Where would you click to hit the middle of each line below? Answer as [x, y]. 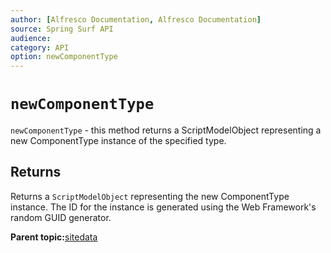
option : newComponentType [64, 57]
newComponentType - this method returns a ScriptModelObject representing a [166, 130]
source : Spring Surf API [62, 29]
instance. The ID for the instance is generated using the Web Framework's [163, 207]
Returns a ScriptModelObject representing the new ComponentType [150, 196]
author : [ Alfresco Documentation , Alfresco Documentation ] [136, 19]
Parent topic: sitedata [54, 237]
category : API [40, 47]
